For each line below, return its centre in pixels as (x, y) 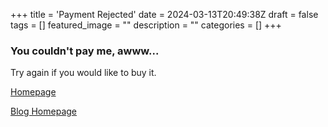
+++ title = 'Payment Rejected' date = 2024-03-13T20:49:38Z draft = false (164, 14)
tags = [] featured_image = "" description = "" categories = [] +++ (146, 25)
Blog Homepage (44, 111)
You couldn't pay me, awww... (85, 51)
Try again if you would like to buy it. (83, 73)
